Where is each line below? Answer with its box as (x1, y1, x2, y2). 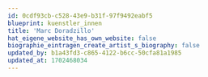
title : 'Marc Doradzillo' (7, 26, 95, 34)
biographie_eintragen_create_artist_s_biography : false (7, 42, 200, 50)
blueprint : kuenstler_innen (7, 19, 103, 27)
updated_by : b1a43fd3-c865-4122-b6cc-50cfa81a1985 (7, 49, 182, 57)
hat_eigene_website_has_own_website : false (7, 34, 157, 43)
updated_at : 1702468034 (7, 57, 88, 65)
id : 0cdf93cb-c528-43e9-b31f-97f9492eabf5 (7, 11, 153, 20)
